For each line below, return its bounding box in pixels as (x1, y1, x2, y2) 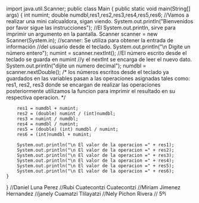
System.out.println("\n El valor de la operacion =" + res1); (17, 142, 175, 148)
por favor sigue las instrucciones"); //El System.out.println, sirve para (6, 24, 176, 31)
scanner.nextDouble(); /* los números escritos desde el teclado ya (6, 69, 169, 75)
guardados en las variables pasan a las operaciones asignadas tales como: (6, 75, 191, 82)
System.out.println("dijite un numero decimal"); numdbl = (6, 62, 147, 69)
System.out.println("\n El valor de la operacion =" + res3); (17, 152, 175, 158)
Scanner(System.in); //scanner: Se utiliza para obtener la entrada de (6, 37, 174, 44)
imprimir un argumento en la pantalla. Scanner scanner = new (6, 30, 158, 38)
